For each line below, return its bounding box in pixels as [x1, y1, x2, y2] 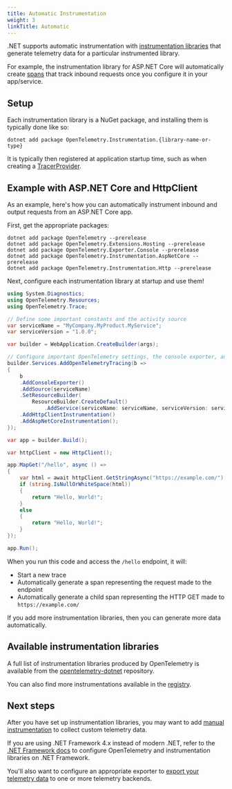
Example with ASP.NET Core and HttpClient [7, 182, 198, 194]
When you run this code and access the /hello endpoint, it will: [7, 557, 188, 566]
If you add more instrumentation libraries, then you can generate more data [7, 613, 221, 622]
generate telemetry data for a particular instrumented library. [7, 49, 180, 57]
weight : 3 [7, 17, 36, 24]
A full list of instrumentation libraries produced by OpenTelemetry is [7, 659, 200, 667]
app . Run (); [7, 544, 39, 552]
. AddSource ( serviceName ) [19, 385, 91, 393]
